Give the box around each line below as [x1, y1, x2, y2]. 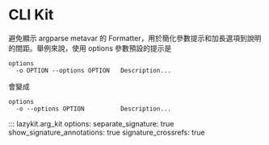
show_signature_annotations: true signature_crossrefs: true [8, 127, 205, 137]
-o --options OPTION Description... [15, 105, 172, 113]
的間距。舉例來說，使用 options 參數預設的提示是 [8, 43, 172, 53]
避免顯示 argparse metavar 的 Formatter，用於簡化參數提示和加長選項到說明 [8, 33, 262, 43]
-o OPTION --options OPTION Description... [15, 66, 172, 74]
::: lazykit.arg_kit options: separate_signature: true [8, 118, 174, 128]
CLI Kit [8, 6, 54, 24]
